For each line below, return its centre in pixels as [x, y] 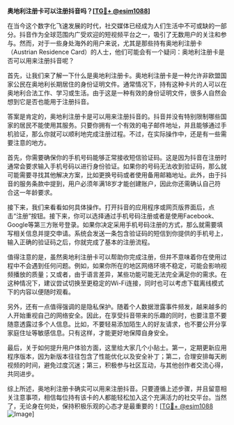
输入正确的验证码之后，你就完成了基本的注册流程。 [80, 242]
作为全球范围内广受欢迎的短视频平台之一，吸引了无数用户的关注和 [126, 35]
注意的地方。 [31, 143]
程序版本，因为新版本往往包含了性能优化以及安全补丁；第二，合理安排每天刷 [117, 356]
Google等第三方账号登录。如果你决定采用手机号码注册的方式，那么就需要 [112, 225]
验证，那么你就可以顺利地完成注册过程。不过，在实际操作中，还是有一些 [117, 134]
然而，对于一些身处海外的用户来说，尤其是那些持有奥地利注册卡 [111, 43]
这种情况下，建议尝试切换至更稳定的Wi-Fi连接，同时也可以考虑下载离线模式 [116, 283]
